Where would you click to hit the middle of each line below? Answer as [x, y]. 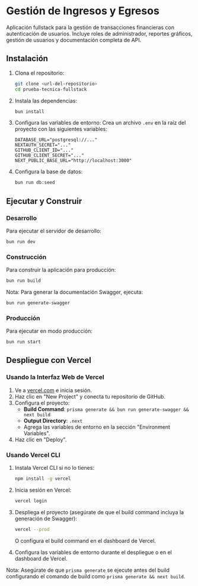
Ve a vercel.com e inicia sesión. [53, 390]
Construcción [26, 257]
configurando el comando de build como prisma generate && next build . [96, 576]
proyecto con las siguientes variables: [61, 129]
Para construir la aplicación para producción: [61, 270]
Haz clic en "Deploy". [41, 439]
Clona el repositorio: [39, 73]
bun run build [24, 281]
